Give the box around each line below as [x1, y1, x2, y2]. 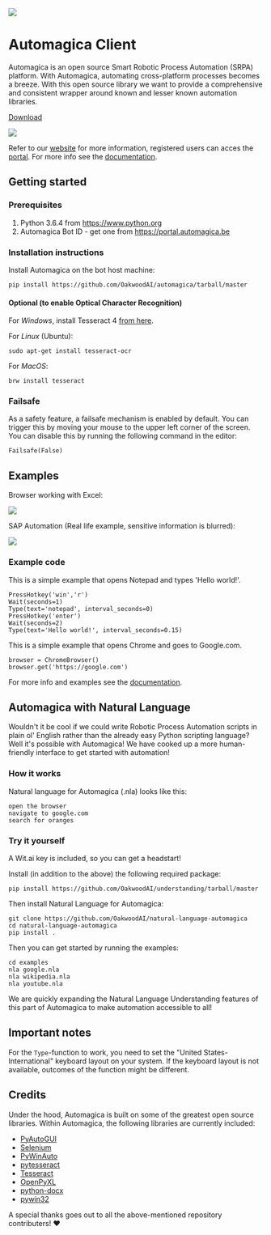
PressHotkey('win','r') [8, 591, 89, 599]
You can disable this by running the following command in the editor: [8, 431, 237, 441]
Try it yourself [8, 834, 66, 846]
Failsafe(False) [8, 447, 63, 455]
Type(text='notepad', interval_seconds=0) [8, 605, 154, 613]
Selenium [19, 1142, 52, 1152]
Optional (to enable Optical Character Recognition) [8, 298, 183, 308]
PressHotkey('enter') [8, 612, 82, 620]
